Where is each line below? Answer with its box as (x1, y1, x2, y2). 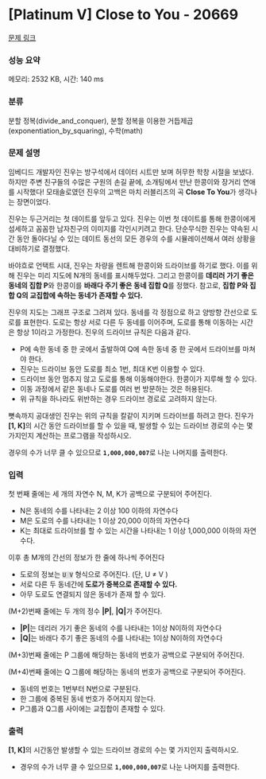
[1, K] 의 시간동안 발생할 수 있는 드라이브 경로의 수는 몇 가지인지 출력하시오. (8, 746, 240, 755)
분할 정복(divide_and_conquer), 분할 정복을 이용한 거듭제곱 (8, 115, 194, 125)
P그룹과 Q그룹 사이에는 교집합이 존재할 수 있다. (19, 704, 165, 714)
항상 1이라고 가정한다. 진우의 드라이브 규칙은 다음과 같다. (16, 327, 191, 337)
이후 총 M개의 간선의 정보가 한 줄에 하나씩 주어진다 (8, 553, 165, 563)
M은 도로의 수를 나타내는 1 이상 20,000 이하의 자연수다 (19, 516, 191, 526)
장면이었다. (16, 197, 52, 206)
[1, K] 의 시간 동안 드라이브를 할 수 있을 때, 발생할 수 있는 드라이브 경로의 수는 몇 (8, 420, 253, 430)
